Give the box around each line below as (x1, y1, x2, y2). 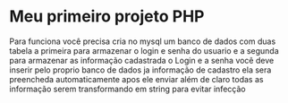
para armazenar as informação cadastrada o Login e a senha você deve (9, 55, 275, 65)
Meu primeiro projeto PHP (9, 6, 205, 27)
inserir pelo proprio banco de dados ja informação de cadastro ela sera (9, 64, 272, 75)
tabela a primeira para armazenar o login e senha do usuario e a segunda (9, 45, 279, 56)
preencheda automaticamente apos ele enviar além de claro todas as (9, 73, 264, 84)
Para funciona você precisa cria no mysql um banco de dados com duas (9, 36, 276, 47)
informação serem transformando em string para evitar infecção (9, 83, 246, 94)
